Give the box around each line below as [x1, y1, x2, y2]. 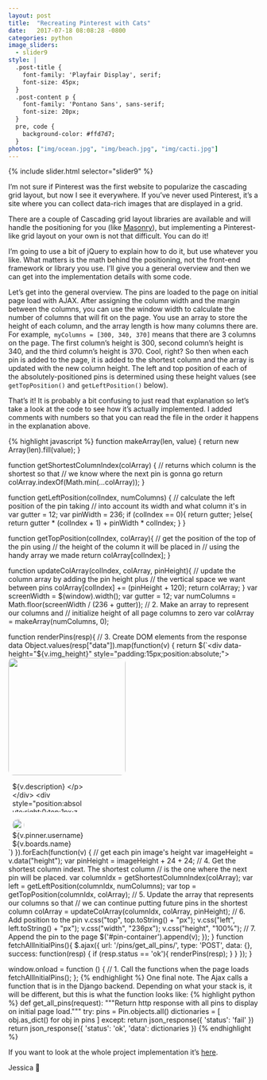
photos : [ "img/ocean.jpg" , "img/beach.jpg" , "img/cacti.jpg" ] [8, 145, 219, 153]
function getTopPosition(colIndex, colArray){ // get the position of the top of [8, 534, 257, 544]
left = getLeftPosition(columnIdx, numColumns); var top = [8, 881, 197, 891]
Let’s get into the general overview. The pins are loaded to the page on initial [8, 287, 258, 297]
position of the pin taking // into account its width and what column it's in [8, 501, 247, 511]
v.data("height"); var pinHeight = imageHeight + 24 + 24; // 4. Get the [8, 856, 237, 866]
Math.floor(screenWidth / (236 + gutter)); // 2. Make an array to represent [8, 600, 249, 610]
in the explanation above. [8, 421, 91, 431]
